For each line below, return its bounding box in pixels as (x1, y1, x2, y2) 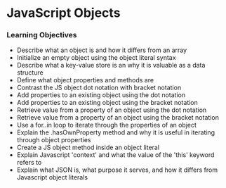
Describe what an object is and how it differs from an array (16, 46, 187, 54)
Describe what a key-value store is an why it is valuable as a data (16, 61, 206, 70)
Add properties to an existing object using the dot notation (16, 91, 186, 99)
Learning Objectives (6, 30, 78, 40)
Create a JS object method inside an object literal (16, 143, 159, 152)
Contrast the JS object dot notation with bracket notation (16, 83, 182, 92)
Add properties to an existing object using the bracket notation (16, 99, 198, 107)
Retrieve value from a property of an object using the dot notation (16, 106, 207, 114)
